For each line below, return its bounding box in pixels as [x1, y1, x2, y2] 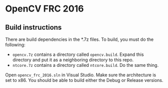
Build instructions [5, 23, 62, 32]
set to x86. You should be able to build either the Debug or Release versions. [5, 77, 164, 83]
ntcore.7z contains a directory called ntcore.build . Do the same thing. [12, 62, 159, 68]
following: [5, 42, 26, 48]
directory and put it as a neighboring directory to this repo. [12, 57, 134, 63]
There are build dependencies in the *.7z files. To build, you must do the [5, 36, 154, 42]
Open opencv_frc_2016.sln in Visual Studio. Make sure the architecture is [5, 72, 156, 78]
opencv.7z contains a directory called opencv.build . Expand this [12, 51, 144, 57]
